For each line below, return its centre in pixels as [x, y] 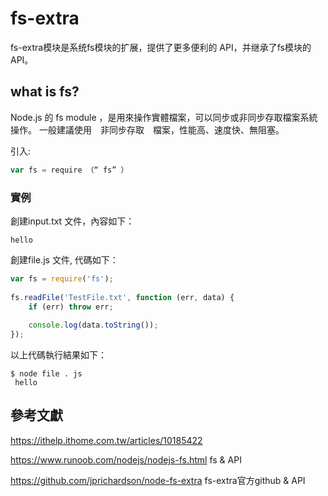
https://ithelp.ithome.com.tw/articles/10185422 [106, 440]
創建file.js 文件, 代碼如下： [64, 259]
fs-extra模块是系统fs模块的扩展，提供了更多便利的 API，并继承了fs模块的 [161, 47]
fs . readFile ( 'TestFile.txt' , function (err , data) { [122, 297]
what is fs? [45, 92]
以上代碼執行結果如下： [58, 355]
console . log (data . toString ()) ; [93, 325]
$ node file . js [46, 374]
